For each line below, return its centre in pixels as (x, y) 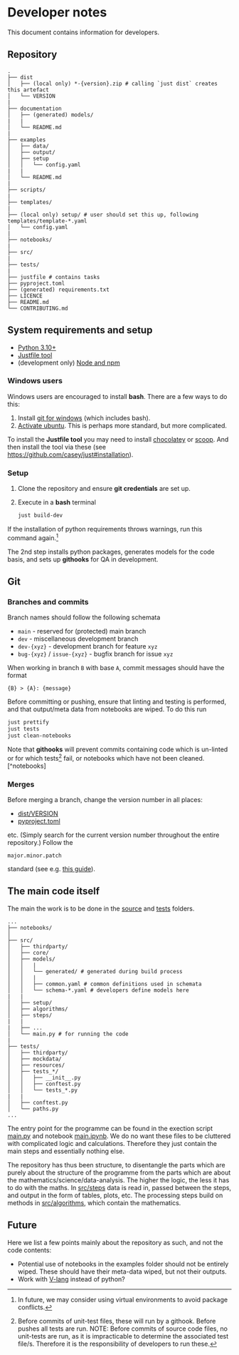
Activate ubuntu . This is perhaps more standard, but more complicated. (122, 425)
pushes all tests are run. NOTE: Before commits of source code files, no (122, 1329)
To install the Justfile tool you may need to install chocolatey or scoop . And (118, 439)
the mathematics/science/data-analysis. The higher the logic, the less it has (118, 1180)
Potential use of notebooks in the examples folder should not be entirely (123, 1264)
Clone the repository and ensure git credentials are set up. (104, 489)
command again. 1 (33, 537)
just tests (23, 729)
